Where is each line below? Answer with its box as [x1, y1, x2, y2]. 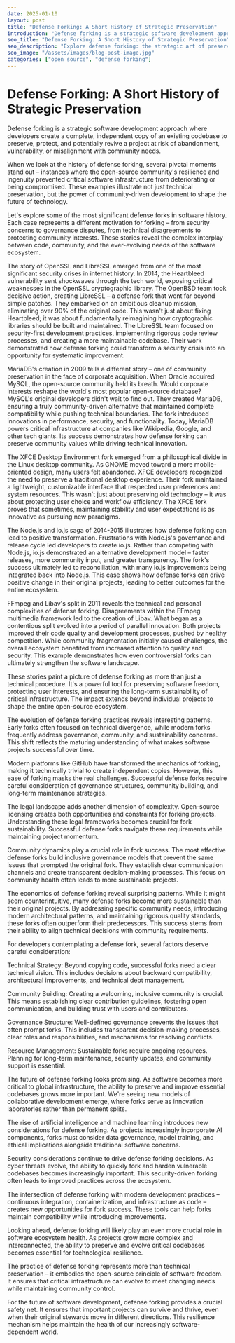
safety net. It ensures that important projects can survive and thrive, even [7, 1305, 219, 1314]
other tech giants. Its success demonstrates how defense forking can [7, 432, 208, 440]
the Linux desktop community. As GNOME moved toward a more [7, 460, 193, 468]
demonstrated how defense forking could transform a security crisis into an [7, 343, 225, 352]
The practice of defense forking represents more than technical [7, 1262, 190, 1270]
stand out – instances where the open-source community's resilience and [7, 168, 220, 176]
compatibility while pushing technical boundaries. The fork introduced [7, 409, 210, 418]
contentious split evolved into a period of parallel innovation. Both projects [7, 621, 222, 629]
